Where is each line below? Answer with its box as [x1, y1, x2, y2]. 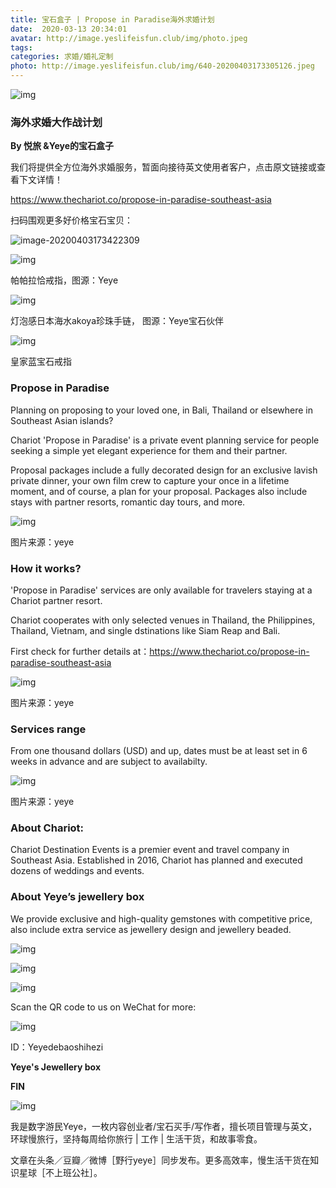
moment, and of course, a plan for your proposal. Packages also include [10, 485, 308, 497]
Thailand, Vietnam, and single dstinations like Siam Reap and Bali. [10, 624, 281, 636]
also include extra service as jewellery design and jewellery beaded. [10, 923, 292, 935]
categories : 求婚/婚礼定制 [10, 52, 114, 62]
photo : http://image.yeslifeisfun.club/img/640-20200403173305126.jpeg [10, 61, 315, 71]
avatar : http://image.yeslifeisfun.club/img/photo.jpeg [10, 33, 248, 43]
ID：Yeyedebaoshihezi [10, 1041, 104, 1053]
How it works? [10, 561, 82, 575]
